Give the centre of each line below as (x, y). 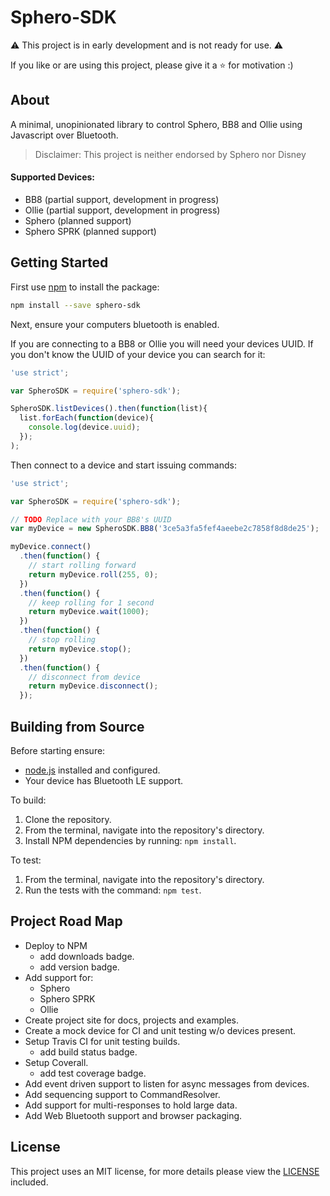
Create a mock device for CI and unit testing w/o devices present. (160, 1030)
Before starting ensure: (58, 750)
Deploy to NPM (56, 945)
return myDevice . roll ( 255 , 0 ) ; (93, 574)
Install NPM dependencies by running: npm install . (130, 840)
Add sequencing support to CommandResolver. (122, 1094)
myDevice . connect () (51, 547)
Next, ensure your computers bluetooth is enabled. (115, 324)
